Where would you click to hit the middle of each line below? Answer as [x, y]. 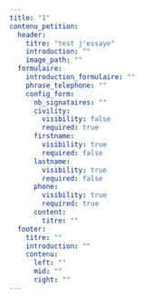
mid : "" [48, 272]
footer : [32, 229]
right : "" [52, 280]
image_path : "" [54, 60]
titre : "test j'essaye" [71, 43]
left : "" [50, 263]
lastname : [52, 161]
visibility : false [76, 119]
